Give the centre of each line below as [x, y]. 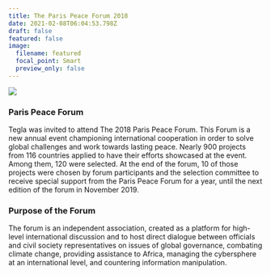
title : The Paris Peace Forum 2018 [68, 16]
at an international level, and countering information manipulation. [118, 263]
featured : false [36, 38]
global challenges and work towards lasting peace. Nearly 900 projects [127, 147]
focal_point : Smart [49, 61]
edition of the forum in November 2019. [74, 190]
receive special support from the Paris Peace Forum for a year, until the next [135, 181]
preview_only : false [50, 69]
